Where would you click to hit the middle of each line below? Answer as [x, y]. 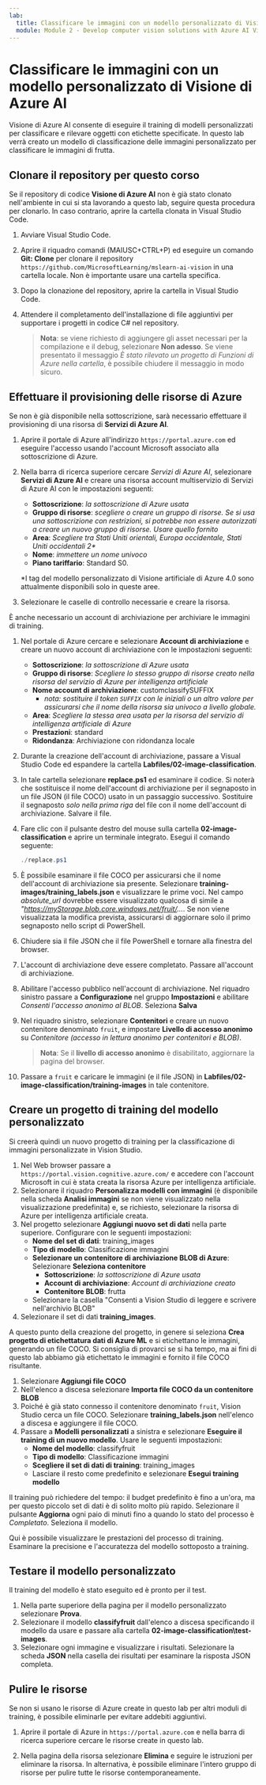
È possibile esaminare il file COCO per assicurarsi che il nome [121, 875]
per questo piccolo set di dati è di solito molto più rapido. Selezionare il [124, 1505]
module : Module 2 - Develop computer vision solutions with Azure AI [133, 30]
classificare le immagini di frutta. [62, 150]
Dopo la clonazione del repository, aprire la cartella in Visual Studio [129, 291]
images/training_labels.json [67, 892]
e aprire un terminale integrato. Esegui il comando [149, 837]
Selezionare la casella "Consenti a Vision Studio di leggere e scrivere [144, 1300]
